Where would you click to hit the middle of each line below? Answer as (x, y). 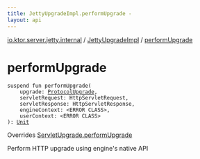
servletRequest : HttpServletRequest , (74, 98)
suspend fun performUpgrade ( (49, 86)
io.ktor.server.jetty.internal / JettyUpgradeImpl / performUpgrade (100, 39)
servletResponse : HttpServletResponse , (77, 104)
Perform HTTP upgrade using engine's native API (78, 149)
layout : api (24, 20)
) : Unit (18, 122)
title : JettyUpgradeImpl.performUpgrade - (69, 13)
